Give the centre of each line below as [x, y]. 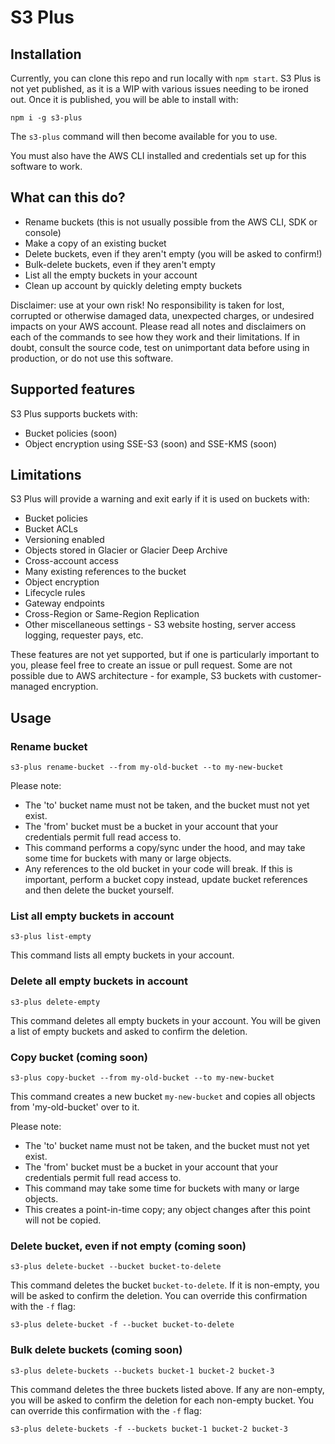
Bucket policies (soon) [71, 433]
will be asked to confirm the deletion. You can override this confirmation [159, 1296]
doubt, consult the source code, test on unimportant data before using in [160, 347]
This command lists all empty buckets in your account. [122, 955]
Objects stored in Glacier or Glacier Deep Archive [126, 550]
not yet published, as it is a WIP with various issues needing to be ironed [159, 89]
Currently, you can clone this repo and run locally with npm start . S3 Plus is [166, 78]
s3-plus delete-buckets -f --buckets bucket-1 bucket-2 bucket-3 [149, 1429]
